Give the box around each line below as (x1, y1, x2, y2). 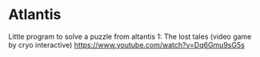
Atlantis (8, 6, 62, 24)
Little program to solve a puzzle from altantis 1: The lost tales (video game (8, 32, 252, 41)
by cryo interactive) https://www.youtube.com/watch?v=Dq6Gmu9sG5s (8, 40, 246, 49)
